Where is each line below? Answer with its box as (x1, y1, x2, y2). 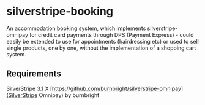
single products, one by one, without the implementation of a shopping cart (6, 44, 196, 52)
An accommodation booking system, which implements (6, 25, 146, 32)
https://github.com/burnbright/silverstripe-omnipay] (51, 85, 184, 92)
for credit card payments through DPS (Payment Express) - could (29, 31, 194, 38)
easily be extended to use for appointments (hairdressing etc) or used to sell (6, 37, 199, 45)
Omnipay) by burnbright (39, 91, 100, 99)
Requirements (6, 69, 61, 79)
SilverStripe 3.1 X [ (6, 85, 53, 92)
